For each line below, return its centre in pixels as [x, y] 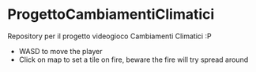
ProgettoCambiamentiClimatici [111, 14]
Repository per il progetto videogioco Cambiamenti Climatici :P [109, 36]
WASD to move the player [60, 51]
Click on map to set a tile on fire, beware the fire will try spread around [134, 59]
